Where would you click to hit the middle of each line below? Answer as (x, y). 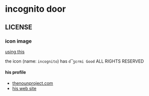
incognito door (35, 9)
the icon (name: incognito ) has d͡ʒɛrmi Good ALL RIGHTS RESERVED (74, 61)
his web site (24, 89)
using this (15, 51)
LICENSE (19, 27)
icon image (19, 41)
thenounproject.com (32, 83)
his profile (16, 72)
